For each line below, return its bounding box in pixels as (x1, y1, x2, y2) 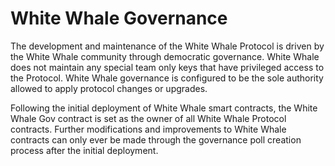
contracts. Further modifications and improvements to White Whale (10, 123, 287, 135)
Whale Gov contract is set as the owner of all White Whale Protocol (10, 112, 287, 124)
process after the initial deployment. (10, 144, 159, 156)
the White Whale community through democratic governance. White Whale (10, 50, 320, 62)
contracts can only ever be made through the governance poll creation (10, 133, 302, 146)
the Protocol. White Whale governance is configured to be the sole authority (10, 72, 324, 84)
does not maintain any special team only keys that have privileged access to (10, 61, 325, 73)
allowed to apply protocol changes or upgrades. (10, 82, 208, 94)
